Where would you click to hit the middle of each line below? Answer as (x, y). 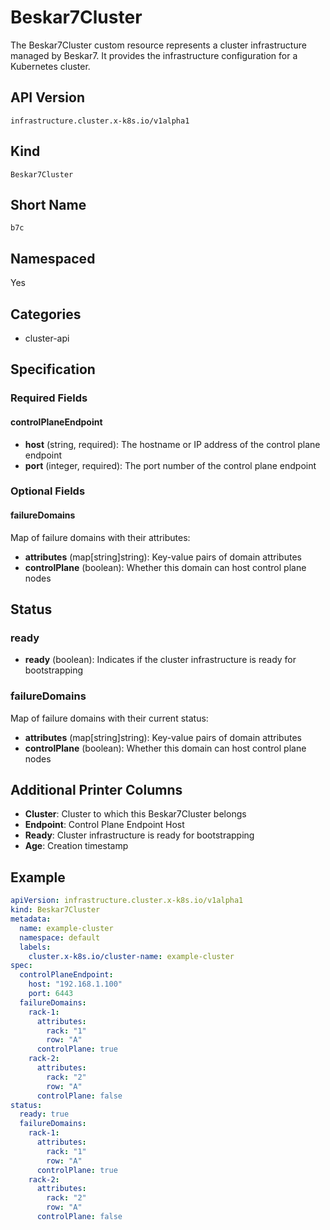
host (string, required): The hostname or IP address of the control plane (172, 444)
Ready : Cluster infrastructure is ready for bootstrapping (139, 835)
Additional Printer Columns (96, 790)
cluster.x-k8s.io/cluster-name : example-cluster (131, 956)
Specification (53, 369)
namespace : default (60, 937)
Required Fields (49, 398)
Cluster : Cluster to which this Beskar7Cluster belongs (135, 814)
